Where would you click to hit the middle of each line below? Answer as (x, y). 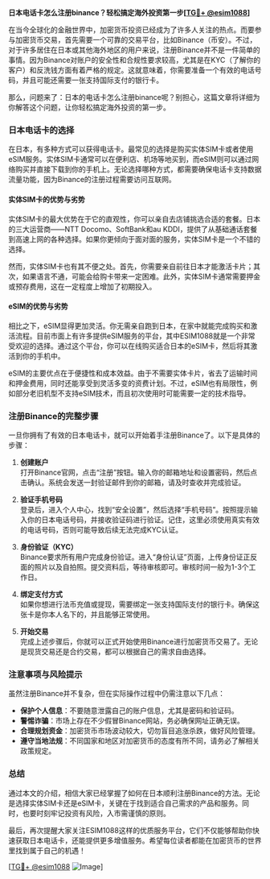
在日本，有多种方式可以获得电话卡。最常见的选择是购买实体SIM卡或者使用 (131, 149)
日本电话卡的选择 (41, 130)
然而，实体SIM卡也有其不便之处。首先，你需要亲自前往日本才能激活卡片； (131, 266)
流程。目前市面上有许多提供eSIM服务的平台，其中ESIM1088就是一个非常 (135, 336)
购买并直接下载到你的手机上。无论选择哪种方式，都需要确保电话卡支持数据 (138, 169)
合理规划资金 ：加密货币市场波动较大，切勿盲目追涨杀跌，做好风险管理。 (139, 731)
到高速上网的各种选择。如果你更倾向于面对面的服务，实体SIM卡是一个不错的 (135, 239)
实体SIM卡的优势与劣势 (47, 199)
